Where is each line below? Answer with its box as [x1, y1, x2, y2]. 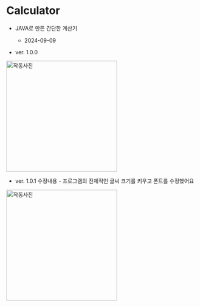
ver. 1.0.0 [15, 48, 38, 55]
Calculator [6, 4, 60, 18]
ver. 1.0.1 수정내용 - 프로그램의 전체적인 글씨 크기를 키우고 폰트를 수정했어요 [15, 177, 195, 185]
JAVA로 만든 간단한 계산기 [15, 24, 78, 32]
